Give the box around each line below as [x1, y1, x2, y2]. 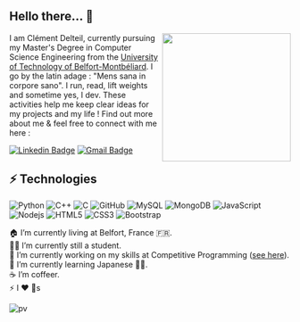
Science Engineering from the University [9, 51, 159, 62]
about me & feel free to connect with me [9, 118, 158, 128]
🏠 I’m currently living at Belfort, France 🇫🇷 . [9, 227, 172, 237]
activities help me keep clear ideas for [9, 99, 150, 110]
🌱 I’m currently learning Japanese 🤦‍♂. [9, 259, 148, 269]
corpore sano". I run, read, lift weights [9, 79, 148, 90]
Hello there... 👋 [9, 9, 94, 24]
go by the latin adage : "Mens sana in [9, 70, 146, 81]
